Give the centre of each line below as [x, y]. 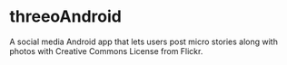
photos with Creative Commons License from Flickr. [106, 51]
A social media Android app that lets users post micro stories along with [144, 42]
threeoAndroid [66, 17]
